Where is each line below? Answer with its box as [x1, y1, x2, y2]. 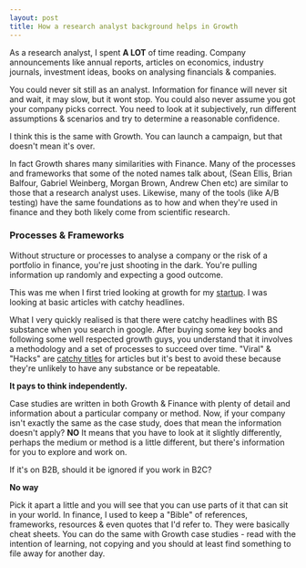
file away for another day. [9, 548, 106, 559]
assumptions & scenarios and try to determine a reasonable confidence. [9, 113, 280, 124]
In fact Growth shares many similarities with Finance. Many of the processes [9, 158, 296, 169]
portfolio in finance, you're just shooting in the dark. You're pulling [9, 259, 258, 270]
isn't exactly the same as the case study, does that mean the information [9, 417, 282, 429]
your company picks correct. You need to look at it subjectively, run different [9, 103, 297, 114]
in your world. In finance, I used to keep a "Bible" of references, [9, 509, 249, 520]
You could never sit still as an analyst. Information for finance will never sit [9, 84, 288, 95]
